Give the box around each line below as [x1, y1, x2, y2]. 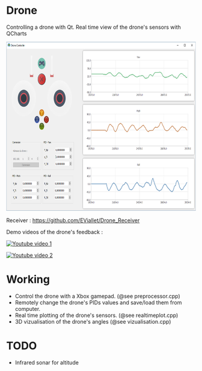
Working [6, 273, 50, 286]
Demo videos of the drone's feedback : [6, 228, 103, 235]
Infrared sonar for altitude [14, 358, 79, 366]
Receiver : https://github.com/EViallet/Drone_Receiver [6, 217, 140, 224]
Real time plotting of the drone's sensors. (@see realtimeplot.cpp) [14, 312, 179, 319]
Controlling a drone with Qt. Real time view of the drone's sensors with [6, 23, 182, 31]
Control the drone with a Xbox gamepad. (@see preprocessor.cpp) [14, 292, 180, 300]
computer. [14, 305, 41, 312]
